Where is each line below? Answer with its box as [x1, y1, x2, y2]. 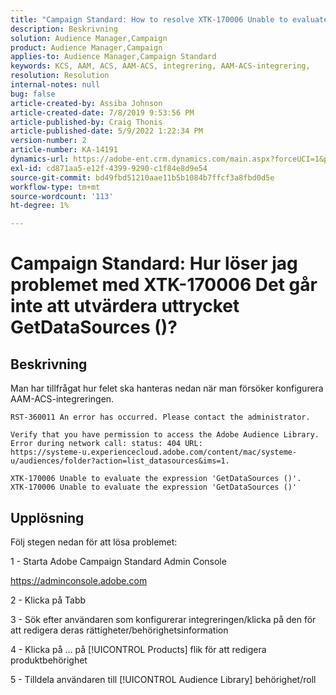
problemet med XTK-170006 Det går [10, 274, 318, 296]
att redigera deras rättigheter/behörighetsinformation [10, 624, 229, 636]
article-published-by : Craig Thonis [10, 117, 163, 127]
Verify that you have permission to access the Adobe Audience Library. [10, 430, 320, 440]
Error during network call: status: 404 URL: [10, 439, 203, 449]
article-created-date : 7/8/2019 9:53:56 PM [10, 107, 195, 118]
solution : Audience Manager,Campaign [10, 33, 168, 43]
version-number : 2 [10, 136, 87, 146]
